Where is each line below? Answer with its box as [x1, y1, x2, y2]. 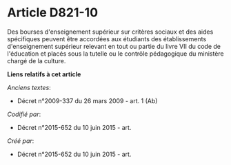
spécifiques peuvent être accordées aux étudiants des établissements [7, 34, 207, 43]
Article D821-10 [7, 5, 99, 21]
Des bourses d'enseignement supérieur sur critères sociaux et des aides [7, 27, 214, 36]
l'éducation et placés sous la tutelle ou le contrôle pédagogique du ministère [7, 49, 224, 58]
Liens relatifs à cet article [7, 70, 81, 78]
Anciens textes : [7, 83, 52, 91]
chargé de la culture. [7, 56, 66, 65]
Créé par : [7, 136, 34, 145]
